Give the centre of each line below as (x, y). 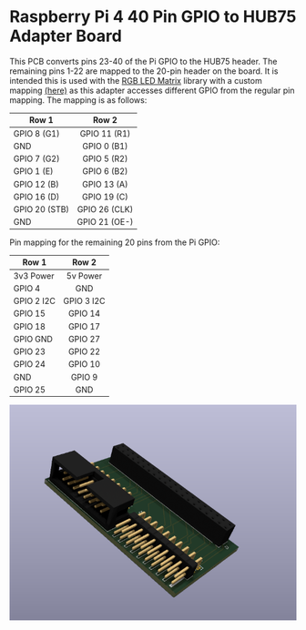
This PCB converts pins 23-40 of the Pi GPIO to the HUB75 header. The (143, 61)
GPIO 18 (29, 326)
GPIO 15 (29, 314)
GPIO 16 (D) (36, 197)
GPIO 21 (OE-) (105, 222)
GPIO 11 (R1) (105, 133)
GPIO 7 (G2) (36, 159)
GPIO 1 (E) (33, 171)
